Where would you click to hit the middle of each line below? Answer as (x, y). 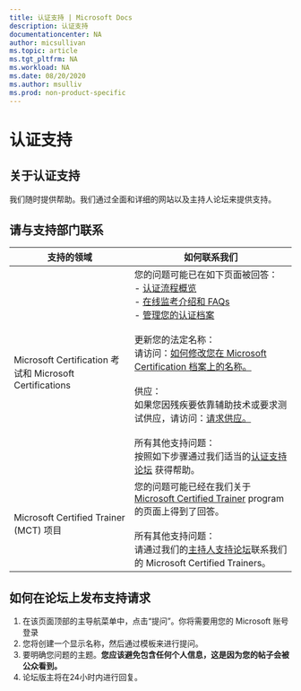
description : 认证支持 (49, 26)
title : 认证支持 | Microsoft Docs (71, 17)
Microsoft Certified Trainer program (209, 499)
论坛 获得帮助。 (167, 470)
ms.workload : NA (39, 68)
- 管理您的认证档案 (174, 315)
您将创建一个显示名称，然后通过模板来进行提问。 (112, 643)
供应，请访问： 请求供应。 (197, 418)
